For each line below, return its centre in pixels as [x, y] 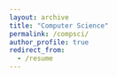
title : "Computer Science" [59, 26]
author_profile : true [49, 42]
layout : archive [39, 17]
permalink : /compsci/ [49, 34]
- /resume [35, 58]
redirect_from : [37, 50]
